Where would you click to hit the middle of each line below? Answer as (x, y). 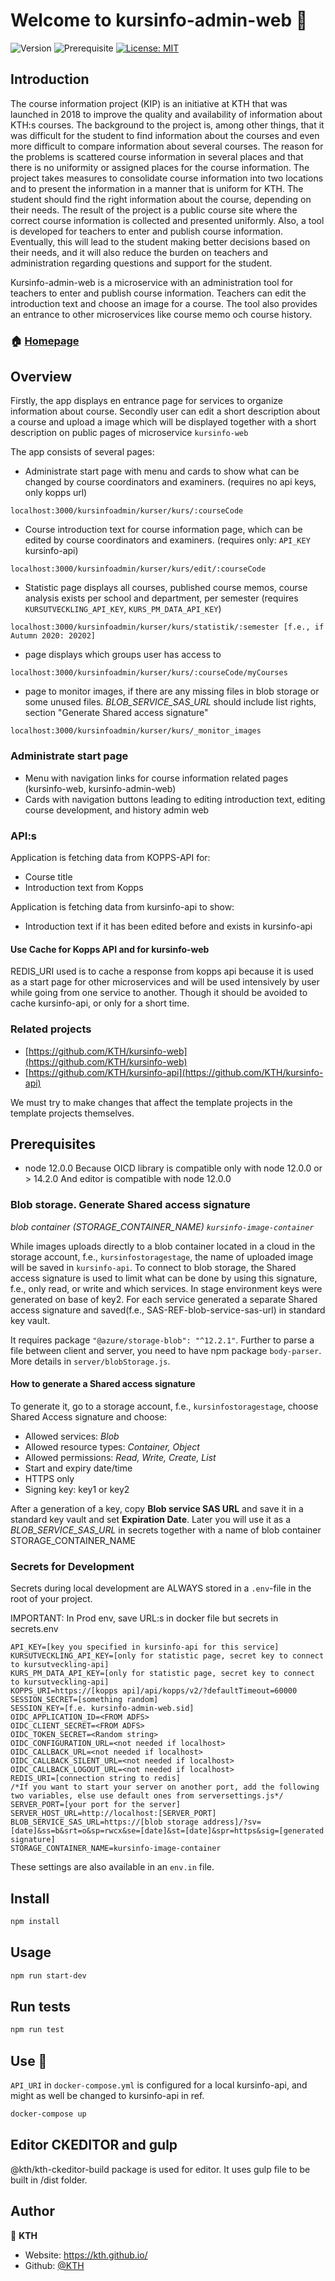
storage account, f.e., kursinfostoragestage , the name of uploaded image (162, 1256)
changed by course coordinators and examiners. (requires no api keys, (170, 482)
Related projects (51, 1029)
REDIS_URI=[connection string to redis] (96, 1779)
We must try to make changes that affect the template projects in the (151, 1102)
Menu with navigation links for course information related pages (156, 778)
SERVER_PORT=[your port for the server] (96, 1805)
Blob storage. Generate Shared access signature (130, 1205)
